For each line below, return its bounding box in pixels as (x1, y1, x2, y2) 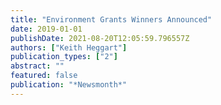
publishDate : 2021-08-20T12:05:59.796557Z (10, 33, 190, 43)
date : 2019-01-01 (10, 24, 83, 34)
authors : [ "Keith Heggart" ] (10, 42, 128, 53)
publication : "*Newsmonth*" (10, 80, 128, 90)
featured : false (10, 71, 78, 81)
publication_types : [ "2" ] (10, 52, 118, 62)
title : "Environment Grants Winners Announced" (10, 14, 213, 25)
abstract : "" (10, 61, 65, 71)
